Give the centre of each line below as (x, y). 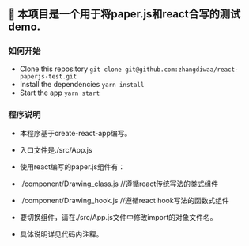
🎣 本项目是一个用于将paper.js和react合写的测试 (124, 14)
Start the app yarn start (60, 93)
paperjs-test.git (48, 76)
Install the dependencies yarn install (82, 84)
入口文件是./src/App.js (56, 149)
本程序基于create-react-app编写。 (75, 133)
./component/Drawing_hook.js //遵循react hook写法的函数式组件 (124, 200)
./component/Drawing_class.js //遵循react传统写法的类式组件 (119, 184)
